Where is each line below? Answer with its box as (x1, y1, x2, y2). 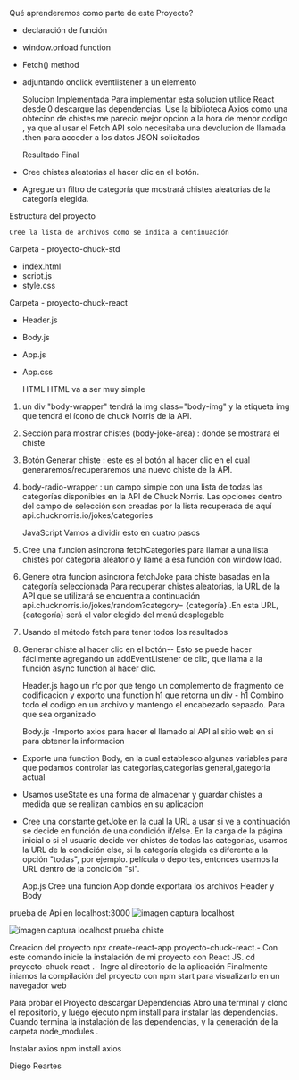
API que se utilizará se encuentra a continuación (21, 590, 201, 601)
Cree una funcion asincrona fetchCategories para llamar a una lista (21, 545, 269, 555)
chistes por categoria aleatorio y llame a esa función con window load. (21, 554, 283, 565)
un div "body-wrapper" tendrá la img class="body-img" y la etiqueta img (21, 401, 290, 412)
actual (21, 772, 46, 783)
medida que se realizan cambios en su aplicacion (21, 799, 203, 809)
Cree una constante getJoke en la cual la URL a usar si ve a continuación (21, 816, 291, 826)
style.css (21, 280, 56, 290)
